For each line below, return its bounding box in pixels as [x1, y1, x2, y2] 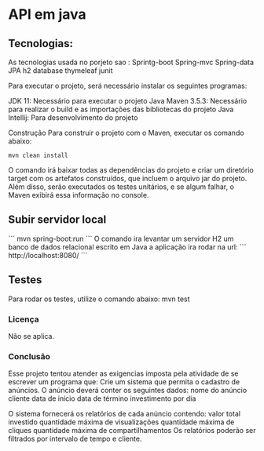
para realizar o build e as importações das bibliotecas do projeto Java [8, 104, 234, 114]
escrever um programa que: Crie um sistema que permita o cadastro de [8, 377, 240, 387]
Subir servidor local [8, 213, 107, 227]
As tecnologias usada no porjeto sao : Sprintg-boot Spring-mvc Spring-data [8, 57, 254, 67]
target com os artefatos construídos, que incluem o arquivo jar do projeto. [8, 174, 247, 183]
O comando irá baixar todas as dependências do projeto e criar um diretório [8, 165, 254, 174]
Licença [8, 314, 39, 325]
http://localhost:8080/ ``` [8, 250, 88, 260]
